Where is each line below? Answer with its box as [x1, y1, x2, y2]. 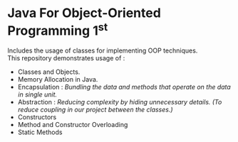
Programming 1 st [7, 20, 108, 39]
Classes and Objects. [17, 67, 81, 76]
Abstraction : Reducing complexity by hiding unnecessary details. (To [17, 98, 222, 106]
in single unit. [17, 90, 58, 99]
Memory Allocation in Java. [17, 75, 98, 84]
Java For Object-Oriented [7, 5, 162, 21]
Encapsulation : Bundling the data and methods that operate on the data [17, 83, 232, 92]
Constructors [17, 113, 57, 121]
